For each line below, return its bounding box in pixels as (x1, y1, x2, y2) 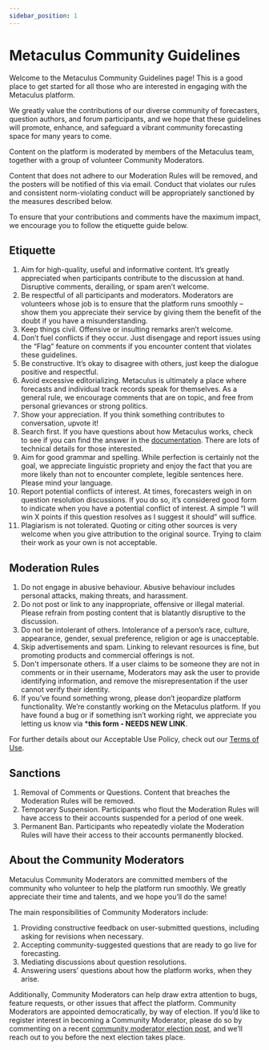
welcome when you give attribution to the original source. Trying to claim (20, 529, 262, 539)
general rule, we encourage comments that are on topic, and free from (20, 393, 254, 402)
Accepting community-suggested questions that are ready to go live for (20, 940, 257, 950)
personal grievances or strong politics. (20, 401, 148, 411)
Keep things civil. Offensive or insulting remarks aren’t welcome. (20, 324, 234, 334)
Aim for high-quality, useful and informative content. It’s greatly (20, 265, 230, 275)
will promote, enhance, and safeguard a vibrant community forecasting (9, 122, 243, 132)
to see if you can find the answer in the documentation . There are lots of (20, 435, 259, 446)
